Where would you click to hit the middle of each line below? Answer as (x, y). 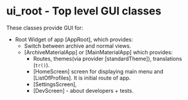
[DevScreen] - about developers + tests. (83, 90)
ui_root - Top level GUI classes (84, 11)
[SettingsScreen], (55, 84)
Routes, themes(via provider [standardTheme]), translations (108, 58)
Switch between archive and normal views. (77, 46)
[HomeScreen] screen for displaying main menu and (98, 71)
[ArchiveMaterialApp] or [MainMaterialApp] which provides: (98, 52)
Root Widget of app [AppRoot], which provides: (74, 39)
